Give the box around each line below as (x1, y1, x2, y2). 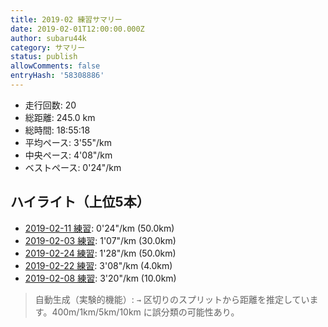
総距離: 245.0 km (24, 111, 96, 123)
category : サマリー (10, 42, 86, 53)
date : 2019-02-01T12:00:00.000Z (10, 24, 145, 34)
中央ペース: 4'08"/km (24, 149, 113, 161)
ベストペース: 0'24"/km (24, 161, 122, 173)
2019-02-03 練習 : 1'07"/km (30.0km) (24, 234, 177, 246)
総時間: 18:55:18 (24, 124, 91, 136)
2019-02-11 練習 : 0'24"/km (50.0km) (24, 222, 175, 234)
